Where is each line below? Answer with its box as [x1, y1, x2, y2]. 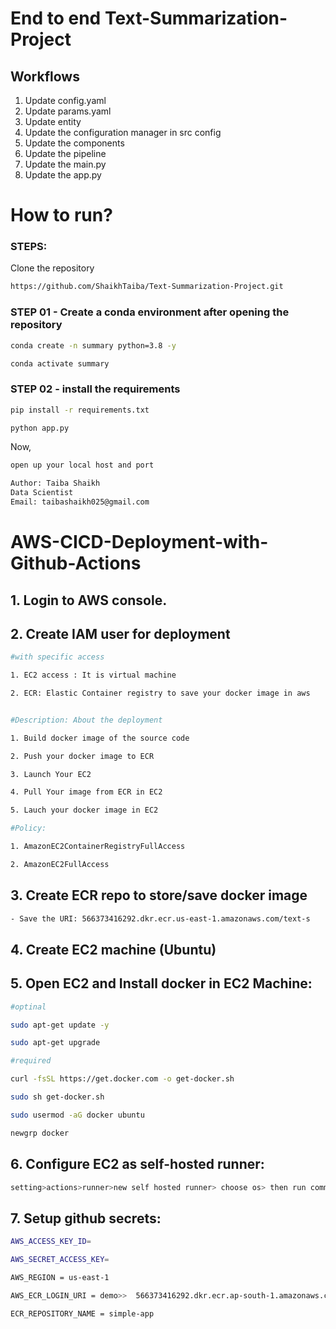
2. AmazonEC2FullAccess [10, 859, 110, 869]
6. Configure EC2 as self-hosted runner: [10, 1156, 265, 1173]
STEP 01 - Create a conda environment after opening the [10, 305, 290, 319]
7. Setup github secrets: [10, 1210, 162, 1227]
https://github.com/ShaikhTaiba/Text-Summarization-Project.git [10, 282, 284, 292]
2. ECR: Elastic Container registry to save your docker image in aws [10, 688, 311, 699]
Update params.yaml [24, 105, 112, 117]
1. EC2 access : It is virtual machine [10, 670, 177, 681]
